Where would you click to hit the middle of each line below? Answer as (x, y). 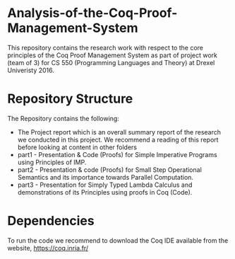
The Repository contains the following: (64, 118)
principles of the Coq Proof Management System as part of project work (112, 55)
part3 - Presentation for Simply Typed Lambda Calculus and (105, 185)
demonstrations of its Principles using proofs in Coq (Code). (105, 192)
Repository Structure (70, 99)
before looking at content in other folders (77, 147)
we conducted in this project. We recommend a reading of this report (118, 139)
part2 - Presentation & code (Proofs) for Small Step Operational (110, 169)
